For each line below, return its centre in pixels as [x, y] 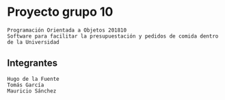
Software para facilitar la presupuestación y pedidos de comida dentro [113, 36]
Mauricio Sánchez [32, 91]
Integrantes [32, 63]
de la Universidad [33, 42]
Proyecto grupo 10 [60, 12]
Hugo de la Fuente [33, 79]
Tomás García [26, 85]
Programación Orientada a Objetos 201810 [67, 30]
